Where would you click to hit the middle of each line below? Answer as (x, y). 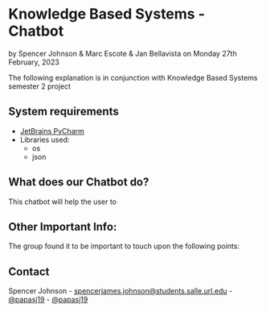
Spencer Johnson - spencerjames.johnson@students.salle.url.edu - (121, 291)
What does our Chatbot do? (79, 182)
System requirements (63, 112)
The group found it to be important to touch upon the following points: (124, 246)
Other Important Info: (63, 227)
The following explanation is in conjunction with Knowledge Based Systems (133, 77)
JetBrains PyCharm (52, 131)
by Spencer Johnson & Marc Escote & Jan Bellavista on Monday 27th (123, 53)
